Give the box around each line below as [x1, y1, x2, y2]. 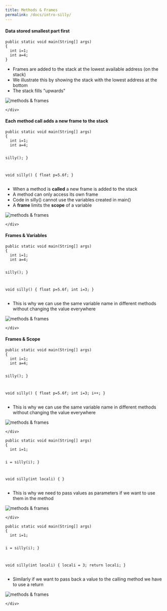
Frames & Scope [5, 336, 41, 342]
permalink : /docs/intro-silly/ [5, 12, 72, 17]
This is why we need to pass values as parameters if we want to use [12, 490, 156, 496]
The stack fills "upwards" [12, 88, 66, 94]
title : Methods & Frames [5, 7, 58, 13]
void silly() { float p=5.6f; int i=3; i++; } [5, 390, 106, 396]
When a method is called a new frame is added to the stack [12, 186, 138, 192]
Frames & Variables [5, 232, 47, 239]
